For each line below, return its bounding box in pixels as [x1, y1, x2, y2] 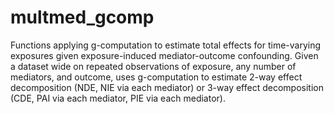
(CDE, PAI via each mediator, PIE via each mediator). [10, 92, 226, 104]
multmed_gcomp [10, 6, 155, 29]
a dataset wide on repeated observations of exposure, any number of [10, 60, 297, 72]
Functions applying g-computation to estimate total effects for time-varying [10, 39, 322, 51]
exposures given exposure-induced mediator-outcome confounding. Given [10, 49, 319, 61]
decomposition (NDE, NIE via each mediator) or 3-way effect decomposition [10, 81, 324, 93]
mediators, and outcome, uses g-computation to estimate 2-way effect [10, 71, 303, 83]
